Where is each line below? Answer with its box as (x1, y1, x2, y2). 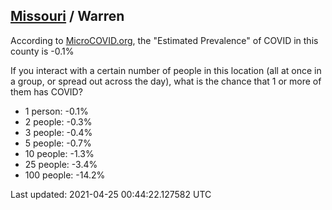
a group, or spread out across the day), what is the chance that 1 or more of (10, 75, 322, 87)
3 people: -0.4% (24, 126, 93, 138)
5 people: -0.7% (24, 137, 92, 149)
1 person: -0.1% (24, 105, 89, 117)
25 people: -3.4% (24, 158, 98, 170)
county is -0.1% (10, 45, 75, 57)
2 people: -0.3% (24, 115, 93, 128)
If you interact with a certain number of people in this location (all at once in (10, 64, 322, 76)
